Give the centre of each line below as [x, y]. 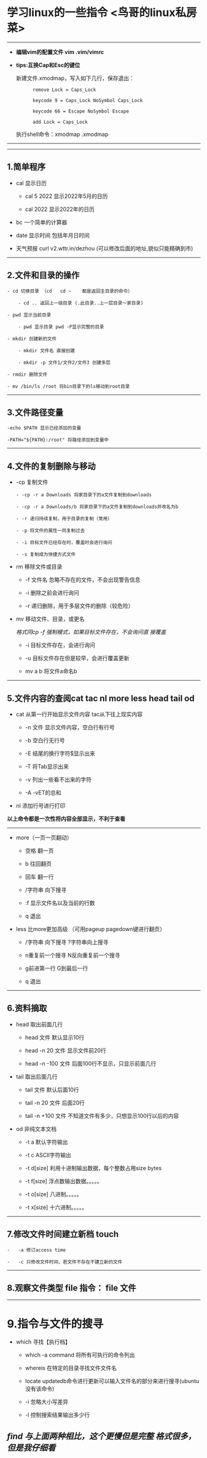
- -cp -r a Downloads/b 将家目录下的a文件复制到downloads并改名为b [97, 507]
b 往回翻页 [38, 864]
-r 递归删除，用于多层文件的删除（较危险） [79, 606]
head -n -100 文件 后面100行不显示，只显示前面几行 [91, 1063]
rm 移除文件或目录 [39, 567]
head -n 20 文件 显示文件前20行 [65, 1050]
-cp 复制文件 [32, 482]
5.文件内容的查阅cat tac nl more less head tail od [101, 698]
